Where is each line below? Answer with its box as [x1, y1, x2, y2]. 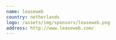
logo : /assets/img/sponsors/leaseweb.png [6, 19, 111, 25]
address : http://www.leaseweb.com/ [6, 25, 95, 31]
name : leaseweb [6, 8, 44, 15]
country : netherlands [6, 14, 60, 20]
